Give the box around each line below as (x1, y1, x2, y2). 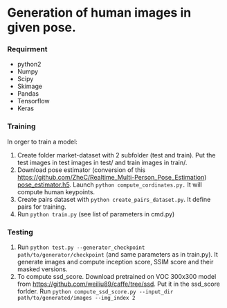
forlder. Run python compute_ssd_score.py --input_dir (17, 287, 174, 296)
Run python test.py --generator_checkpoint (17, 243, 145, 251)
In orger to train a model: (7, 137, 78, 146)
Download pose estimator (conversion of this (17, 165, 146, 174)
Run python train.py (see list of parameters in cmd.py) (17, 209, 175, 218)
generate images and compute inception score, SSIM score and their (17, 258, 214, 266)
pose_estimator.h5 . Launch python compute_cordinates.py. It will (17, 180, 203, 189)
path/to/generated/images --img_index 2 (17, 295, 136, 302)
